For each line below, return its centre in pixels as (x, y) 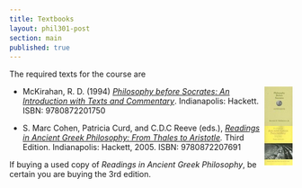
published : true (40, 48)
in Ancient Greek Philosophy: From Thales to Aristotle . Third (133, 138)
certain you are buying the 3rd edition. (80, 175)
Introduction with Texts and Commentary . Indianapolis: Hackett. (140, 101)
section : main (36, 38)
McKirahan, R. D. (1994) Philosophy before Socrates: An (126, 92)
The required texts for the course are (78, 74)
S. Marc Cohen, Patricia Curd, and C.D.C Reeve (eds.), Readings (141, 128)
